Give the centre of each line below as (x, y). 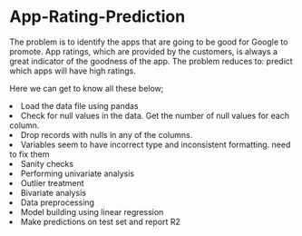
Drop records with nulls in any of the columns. (107, 134)
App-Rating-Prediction (97, 17)
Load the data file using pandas (80, 105)
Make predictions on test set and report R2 (101, 221)
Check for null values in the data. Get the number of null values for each (156, 115)
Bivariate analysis (54, 192)
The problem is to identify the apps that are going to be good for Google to (149, 42)
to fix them (29, 154)
